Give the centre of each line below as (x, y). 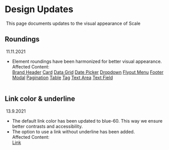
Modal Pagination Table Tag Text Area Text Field (62, 78)
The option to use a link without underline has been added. (73, 132)
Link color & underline (40, 99)
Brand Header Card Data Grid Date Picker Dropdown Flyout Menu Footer (88, 72)
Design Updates (39, 9)
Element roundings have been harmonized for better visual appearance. (87, 61)
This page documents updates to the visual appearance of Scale (73, 23)
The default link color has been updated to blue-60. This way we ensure (87, 121)
